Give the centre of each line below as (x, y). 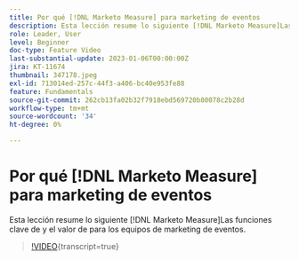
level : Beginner (39, 42)
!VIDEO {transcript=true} (75, 246)
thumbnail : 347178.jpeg (53, 75)
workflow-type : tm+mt (49, 108)
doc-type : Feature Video (55, 51)
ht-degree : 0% (36, 125)
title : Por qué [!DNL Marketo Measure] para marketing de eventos (135, 17)
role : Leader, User (45, 34)
